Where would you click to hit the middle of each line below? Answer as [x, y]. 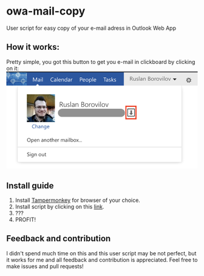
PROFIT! [25, 219]
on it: [13, 68]
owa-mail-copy [46, 11]
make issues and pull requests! [45, 266]
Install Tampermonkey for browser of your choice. [78, 200]
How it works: [33, 47]
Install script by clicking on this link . [59, 207]
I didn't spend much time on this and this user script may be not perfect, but [101, 253]
